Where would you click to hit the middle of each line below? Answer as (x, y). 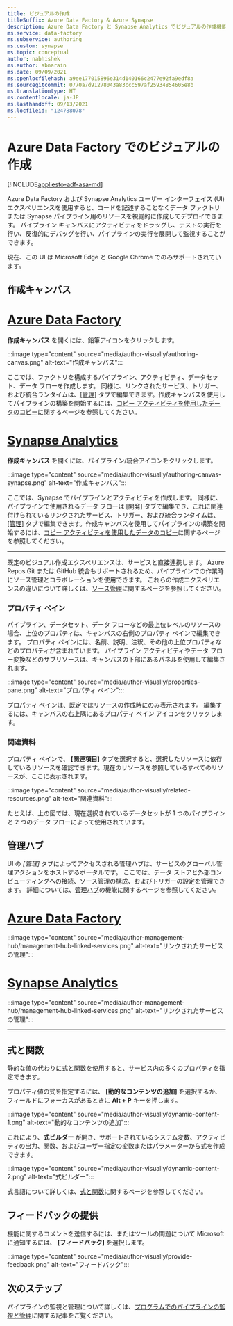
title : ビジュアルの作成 (39, 14)
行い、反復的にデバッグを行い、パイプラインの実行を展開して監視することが (116, 233)
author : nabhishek (34, 59)
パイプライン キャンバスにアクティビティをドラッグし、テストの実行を (121, 225)
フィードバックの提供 (53, 1216)
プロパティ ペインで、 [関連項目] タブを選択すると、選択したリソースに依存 (115, 758)
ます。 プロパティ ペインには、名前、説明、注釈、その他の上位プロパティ (112, 642)
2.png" (17, 1177)
